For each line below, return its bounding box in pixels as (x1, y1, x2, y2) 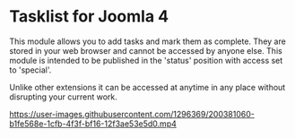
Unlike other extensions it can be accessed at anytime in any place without (9, 82, 286, 92)
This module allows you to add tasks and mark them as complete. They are (9, 36, 287, 47)
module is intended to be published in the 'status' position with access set (9, 55, 283, 65)
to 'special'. (9, 65, 52, 75)
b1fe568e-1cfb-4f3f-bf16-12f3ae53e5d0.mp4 (9, 118, 177, 129)
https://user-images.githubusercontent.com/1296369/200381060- (9, 108, 256, 119)
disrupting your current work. (9, 91, 118, 102)
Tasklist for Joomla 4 (9, 6, 169, 27)
